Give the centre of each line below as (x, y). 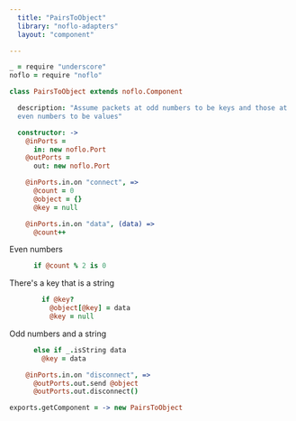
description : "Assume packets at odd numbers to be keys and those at (152, 108)
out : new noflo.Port (72, 166)
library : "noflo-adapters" (68, 26)
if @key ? (58, 300)
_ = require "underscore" (58, 67)
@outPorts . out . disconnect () (86, 392)
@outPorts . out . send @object (86, 383)
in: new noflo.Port (69, 150)
